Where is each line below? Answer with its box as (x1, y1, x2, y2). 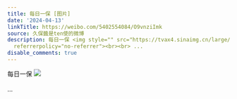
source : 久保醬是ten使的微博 (7, 29, 85, 37)
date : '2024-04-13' (7, 17, 65, 24)
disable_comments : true (7, 50, 78, 57)
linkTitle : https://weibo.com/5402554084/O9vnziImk (7, 23, 162, 30)
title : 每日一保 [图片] (7, 10, 71, 18)
